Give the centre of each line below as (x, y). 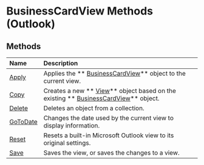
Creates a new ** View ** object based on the (110, 91)
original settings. (67, 143)
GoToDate (23, 122)
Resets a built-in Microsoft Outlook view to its (109, 135)
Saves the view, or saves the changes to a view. (112, 153)
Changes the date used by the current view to (109, 118)
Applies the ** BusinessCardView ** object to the (115, 73)
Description (61, 63)
